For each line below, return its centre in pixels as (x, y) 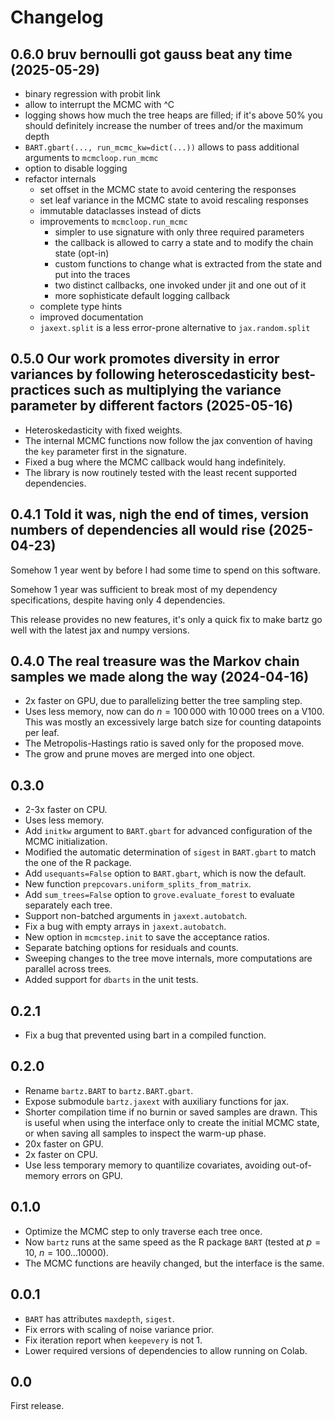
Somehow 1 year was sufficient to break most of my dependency (144, 589)
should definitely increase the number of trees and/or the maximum (163, 125)
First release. (37, 1406)
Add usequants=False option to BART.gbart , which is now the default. (165, 873)
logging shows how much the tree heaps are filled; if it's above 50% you (173, 115)
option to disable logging (76, 168)
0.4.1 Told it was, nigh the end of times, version (160, 514)
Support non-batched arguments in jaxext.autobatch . (136, 916)
